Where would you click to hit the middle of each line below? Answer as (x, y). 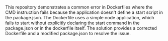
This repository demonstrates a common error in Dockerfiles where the (79, 7)
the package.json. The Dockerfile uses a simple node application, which (80, 18)
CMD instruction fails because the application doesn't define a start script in (84, 12)
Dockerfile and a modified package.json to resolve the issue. (68, 33)
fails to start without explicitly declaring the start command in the (72, 23)
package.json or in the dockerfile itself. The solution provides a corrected (81, 28)
